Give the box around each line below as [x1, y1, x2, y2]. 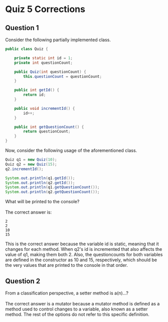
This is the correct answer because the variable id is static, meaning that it [5, 241, 159, 247]
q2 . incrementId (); [5, 167, 44, 172]
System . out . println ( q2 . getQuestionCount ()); [5, 190, 100, 195]
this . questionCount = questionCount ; [23, 74, 102, 79]
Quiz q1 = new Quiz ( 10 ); [5, 157, 57, 162]
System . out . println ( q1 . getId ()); [5, 176, 75, 181]
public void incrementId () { [14, 106, 75, 111]
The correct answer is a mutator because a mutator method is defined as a [5, 300, 160, 306]
